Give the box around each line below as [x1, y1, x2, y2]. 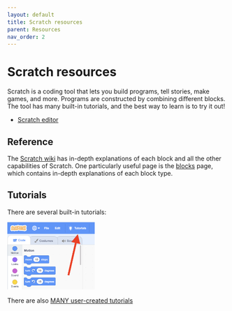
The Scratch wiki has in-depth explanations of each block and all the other [7, 154, 222, 162]
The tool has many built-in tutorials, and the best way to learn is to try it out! [7, 102, 226, 111]
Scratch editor [17, 116, 59, 124]
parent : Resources [7, 26, 61, 33]
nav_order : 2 [7, 33, 45, 40]
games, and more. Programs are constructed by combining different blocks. [7, 95, 226, 103]
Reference [7, 136, 54, 148]
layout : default [7, 11, 55, 18]
